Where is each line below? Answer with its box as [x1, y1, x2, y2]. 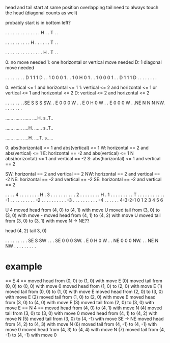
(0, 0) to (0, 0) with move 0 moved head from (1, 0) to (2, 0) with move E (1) [5, 283, 163, 289]
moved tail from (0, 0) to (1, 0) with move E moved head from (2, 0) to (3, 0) [5, 288, 163, 295]
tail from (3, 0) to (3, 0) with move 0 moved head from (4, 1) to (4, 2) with [5, 310, 158, 316]
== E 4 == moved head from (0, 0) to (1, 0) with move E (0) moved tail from [5, 278, 163, 284]
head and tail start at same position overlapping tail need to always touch [5, 5, 159, 10]
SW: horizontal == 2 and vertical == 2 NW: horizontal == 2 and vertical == [5, 171, 160, 177]
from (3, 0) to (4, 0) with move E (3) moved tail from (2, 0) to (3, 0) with [5, 299, 154, 305]
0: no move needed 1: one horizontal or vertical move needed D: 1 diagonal [5, 59, 162, 65]
